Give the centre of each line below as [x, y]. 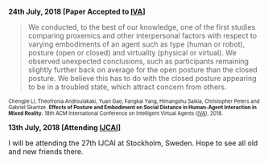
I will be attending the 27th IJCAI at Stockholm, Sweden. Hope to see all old [133, 143]
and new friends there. [46, 151]
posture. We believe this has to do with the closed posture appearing [142, 78]
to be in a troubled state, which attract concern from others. [127, 87]
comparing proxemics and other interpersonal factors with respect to [142, 36]
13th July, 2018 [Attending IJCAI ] [64, 127]
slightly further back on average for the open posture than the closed [142, 70]
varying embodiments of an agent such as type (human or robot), [136, 44]
